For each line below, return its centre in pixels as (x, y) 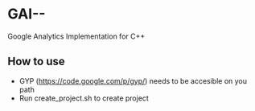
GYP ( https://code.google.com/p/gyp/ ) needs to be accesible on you (133, 80)
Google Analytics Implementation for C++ (76, 36)
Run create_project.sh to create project (84, 98)
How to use (36, 62)
